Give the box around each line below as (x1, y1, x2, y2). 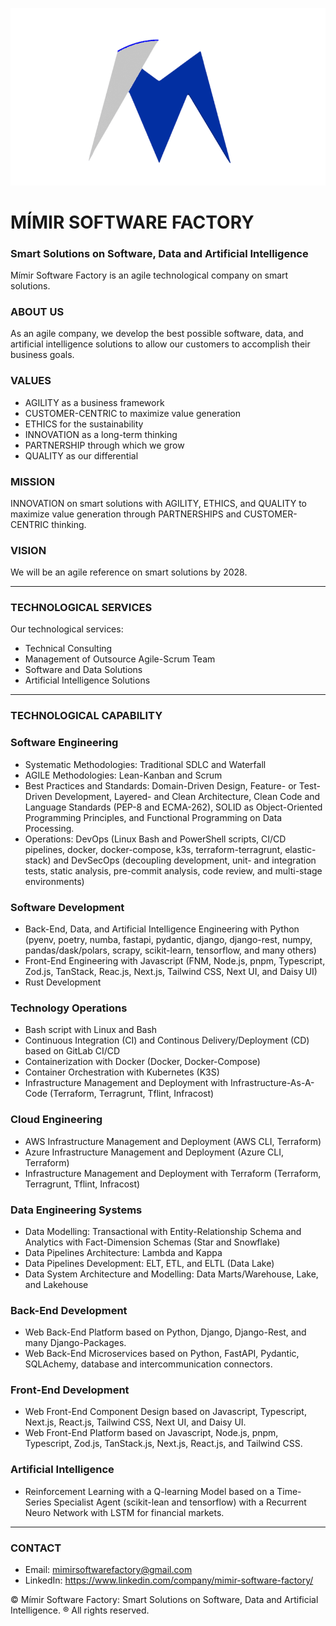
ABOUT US (10, 304, 65, 318)
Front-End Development (10, 1383, 130, 1397)
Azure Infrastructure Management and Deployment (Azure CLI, (24, 1146, 284, 1158)
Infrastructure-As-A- (229, 1077, 315, 1089)
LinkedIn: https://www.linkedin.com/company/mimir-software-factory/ (24, 1574, 314, 1587)
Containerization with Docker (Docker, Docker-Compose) (24, 1056, 261, 1068)
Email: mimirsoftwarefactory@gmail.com (24, 1564, 193, 1576)
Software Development (10, 900, 125, 914)
